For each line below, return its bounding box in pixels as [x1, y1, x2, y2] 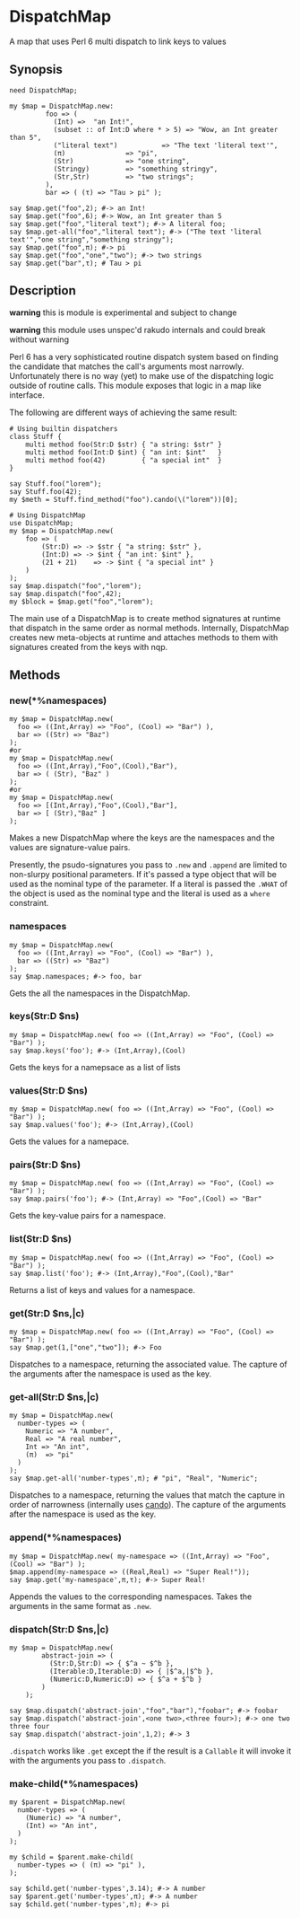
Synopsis [9, 62, 63, 77]
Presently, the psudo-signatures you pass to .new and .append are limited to [9, 859, 287, 870]
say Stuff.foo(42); [9, 487, 82, 496]
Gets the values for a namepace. [9, 1136, 130, 1147]
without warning [9, 334, 70, 345]
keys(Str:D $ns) [9, 1010, 80, 1023]
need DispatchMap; [9, 85, 78, 95]
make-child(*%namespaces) [9, 1777, 139, 1790]
